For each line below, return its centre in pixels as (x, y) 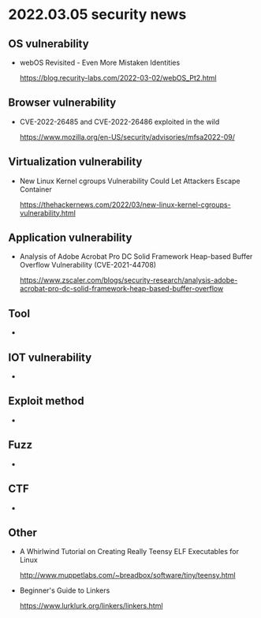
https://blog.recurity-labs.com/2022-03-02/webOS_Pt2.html (118, 78)
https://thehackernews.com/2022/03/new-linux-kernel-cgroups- (125, 204)
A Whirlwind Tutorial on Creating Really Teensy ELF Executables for (129, 552)
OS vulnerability (48, 44)
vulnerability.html (48, 213)
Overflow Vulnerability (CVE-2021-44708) (88, 265)
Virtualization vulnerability (75, 162)
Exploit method (46, 401)
